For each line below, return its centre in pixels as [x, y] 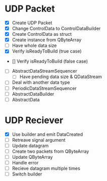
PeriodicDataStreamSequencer [44, 88]
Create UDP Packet [32, 23]
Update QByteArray [32, 157]
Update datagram [30, 145]
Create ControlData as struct [42, 34]
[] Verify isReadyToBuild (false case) [50, 62]
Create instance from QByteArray [47, 40]
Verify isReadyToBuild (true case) [47, 51]
